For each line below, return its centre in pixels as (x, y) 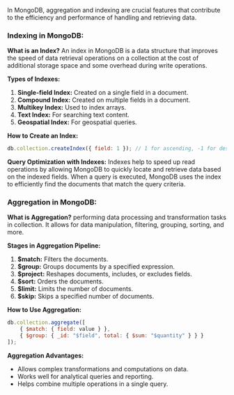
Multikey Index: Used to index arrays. (72, 107)
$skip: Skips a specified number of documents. (86, 297)
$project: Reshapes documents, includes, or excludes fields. (105, 274)
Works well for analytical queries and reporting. (85, 376)
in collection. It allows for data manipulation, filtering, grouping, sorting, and (116, 225)
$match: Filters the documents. (63, 259)
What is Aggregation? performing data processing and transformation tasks (117, 217)
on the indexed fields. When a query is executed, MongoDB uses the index (114, 177)
